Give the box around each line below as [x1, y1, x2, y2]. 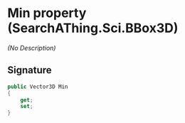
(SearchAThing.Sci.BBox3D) [7, 20, 179, 36]
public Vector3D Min [7, 83, 69, 90]
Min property [7, 5, 87, 21]
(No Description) [7, 43, 56, 52]
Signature [7, 64, 52, 76]
